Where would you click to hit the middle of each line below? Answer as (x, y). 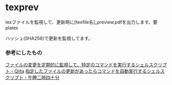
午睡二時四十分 (44, 77)
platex (12, 27)
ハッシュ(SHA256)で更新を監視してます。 (49, 38)
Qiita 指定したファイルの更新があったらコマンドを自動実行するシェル (88, 71)
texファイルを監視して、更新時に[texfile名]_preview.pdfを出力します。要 (81, 22)
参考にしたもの (24, 52)
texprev (22, 7)
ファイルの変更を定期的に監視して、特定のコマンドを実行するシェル (77, 65)
